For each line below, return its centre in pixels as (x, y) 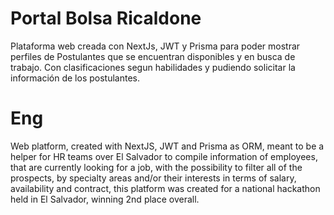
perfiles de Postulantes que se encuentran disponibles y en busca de (153, 56)
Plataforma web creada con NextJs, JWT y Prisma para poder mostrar (155, 46)
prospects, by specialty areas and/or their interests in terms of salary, (153, 178)
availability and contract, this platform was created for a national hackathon (165, 188)
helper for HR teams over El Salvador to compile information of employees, (164, 156)
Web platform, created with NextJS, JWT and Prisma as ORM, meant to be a (167, 146)
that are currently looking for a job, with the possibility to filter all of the (156, 167)
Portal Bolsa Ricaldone (106, 18)
